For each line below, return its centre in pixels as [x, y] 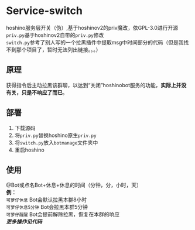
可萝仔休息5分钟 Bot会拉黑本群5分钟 [47, 207]
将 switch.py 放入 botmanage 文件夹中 [56, 142]
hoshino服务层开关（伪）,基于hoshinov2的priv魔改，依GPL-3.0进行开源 [92, 28]
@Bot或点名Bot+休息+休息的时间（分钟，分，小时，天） [74, 185]
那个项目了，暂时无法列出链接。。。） [59, 49]
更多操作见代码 [24, 222]
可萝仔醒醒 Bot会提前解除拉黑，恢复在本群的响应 [63, 214]
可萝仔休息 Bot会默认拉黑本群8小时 [47, 200]
